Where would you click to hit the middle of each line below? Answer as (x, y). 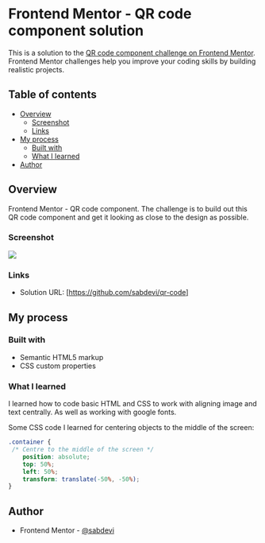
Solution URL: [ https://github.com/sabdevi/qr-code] (104, 293)
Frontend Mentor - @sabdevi (67, 530)
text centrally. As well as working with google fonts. (92, 412)
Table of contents (52, 95)
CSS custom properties (58, 366)
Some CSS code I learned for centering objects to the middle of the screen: (131, 428)
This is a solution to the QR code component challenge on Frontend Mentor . (132, 52)
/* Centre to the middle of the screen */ (83, 450)
